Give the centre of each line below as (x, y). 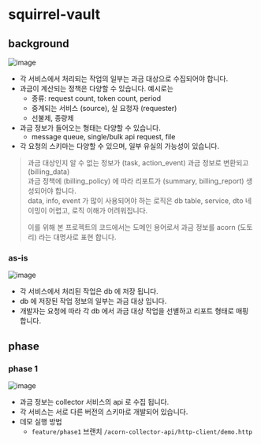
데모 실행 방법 (41, 421)
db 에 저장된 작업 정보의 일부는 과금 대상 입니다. (93, 302)
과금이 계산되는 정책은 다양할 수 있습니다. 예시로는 (96, 89)
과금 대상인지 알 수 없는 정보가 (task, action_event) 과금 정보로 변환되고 (138, 163)
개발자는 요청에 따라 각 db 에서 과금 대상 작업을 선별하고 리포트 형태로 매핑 (134, 311)
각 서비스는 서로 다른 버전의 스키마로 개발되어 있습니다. (104, 412)
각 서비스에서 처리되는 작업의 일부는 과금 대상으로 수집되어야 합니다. (124, 79)
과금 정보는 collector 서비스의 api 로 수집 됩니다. (94, 401)
